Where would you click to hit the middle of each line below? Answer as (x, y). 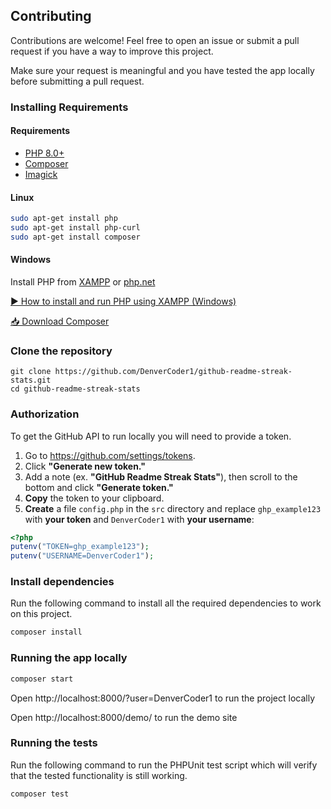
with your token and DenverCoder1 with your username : (139, 519)
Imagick (41, 174)
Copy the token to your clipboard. (94, 498)
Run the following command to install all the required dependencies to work (166, 603)
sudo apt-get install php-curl (75, 228)
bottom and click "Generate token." (99, 487)
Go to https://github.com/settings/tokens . (110, 455)
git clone (31, 372)
